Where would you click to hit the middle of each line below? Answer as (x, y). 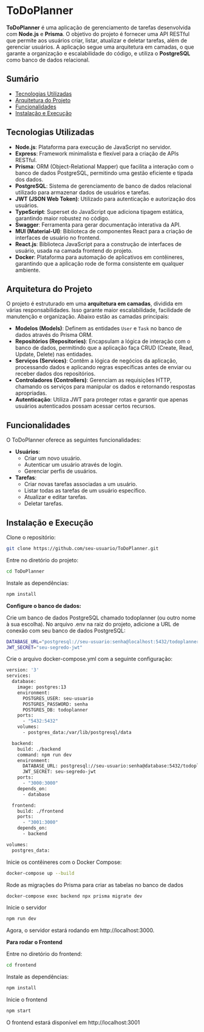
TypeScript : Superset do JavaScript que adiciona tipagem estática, (99, 211)
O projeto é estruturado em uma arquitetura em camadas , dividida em (94, 304)
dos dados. (29, 179)
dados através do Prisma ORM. (54, 335)
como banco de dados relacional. (48, 60)
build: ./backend (39, 749)
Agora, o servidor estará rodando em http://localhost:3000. (80, 930)
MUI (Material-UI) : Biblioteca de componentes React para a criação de (104, 231)
